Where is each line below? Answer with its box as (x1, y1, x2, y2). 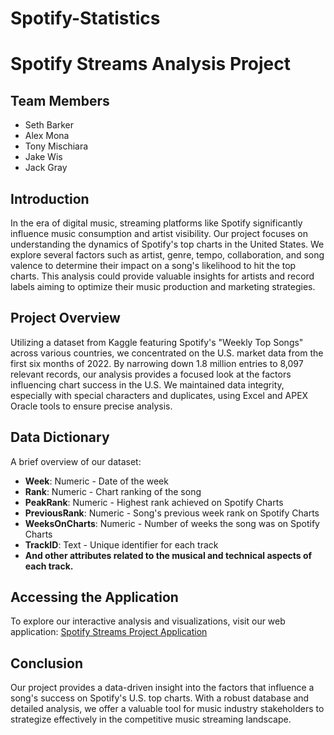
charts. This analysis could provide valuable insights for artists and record (10, 270, 315, 282)
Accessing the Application (10, 589, 179, 606)
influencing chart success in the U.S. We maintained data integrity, (10, 378, 285, 391)
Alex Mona (24, 130, 70, 142)
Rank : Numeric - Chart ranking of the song (24, 485, 202, 497)
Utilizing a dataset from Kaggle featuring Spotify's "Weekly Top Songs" (10, 336, 304, 348)
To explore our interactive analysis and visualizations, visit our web (10, 615, 286, 627)
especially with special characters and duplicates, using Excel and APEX (10, 389, 309, 401)
